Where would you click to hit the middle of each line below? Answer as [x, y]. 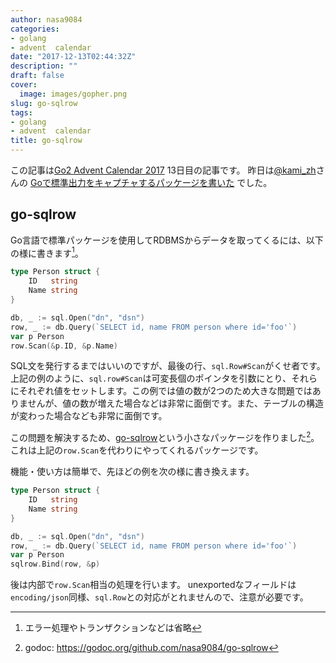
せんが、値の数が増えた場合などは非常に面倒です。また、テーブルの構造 [176, 403]
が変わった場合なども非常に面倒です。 [89, 416]
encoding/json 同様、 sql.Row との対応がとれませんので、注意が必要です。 [159, 597]
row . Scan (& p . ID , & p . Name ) [64, 346]
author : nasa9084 [46, 19]
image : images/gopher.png [73, 94]
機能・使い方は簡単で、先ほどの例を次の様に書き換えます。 [132, 472]
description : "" [44, 66]
